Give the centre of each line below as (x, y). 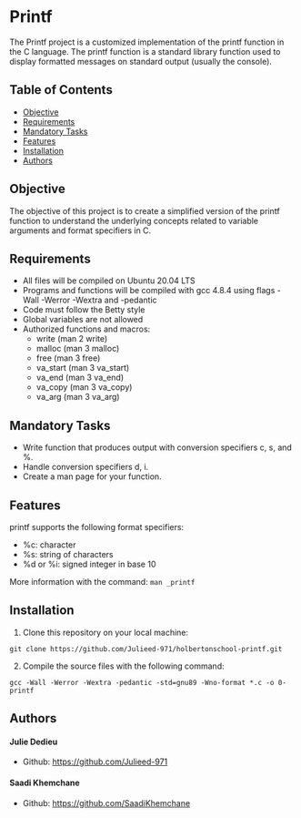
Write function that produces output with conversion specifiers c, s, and (157, 447)
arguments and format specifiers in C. (80, 230)
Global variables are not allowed (83, 320)
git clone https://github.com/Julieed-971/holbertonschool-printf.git (146, 649)
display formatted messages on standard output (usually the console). (141, 61)
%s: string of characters (68, 554)
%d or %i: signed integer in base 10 (89, 564)
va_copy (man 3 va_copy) (84, 387)
